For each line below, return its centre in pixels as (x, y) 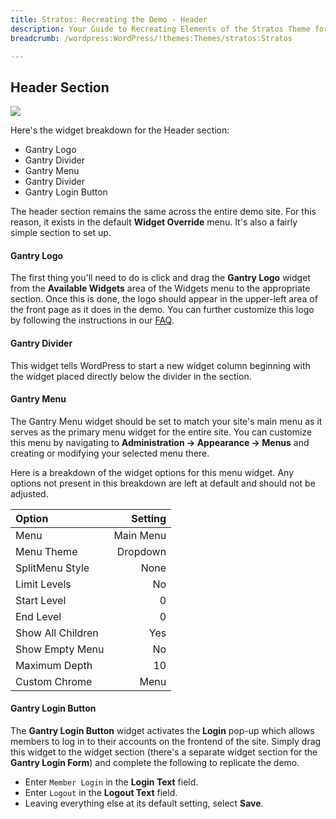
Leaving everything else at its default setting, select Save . (144, 803)
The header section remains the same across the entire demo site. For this (163, 212)
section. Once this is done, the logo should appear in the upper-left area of (164, 299)
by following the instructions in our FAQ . (92, 320)
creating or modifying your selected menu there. (110, 453)
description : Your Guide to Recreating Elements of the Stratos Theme (160, 29)
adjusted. (29, 493)
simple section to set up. (61, 233)
